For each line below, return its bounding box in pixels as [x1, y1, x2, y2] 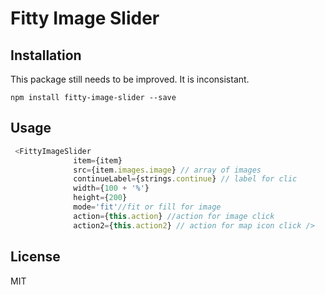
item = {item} [73, 155, 123, 166]
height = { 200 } [73, 193, 128, 203]
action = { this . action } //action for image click [73, 211, 275, 221]
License [10, 248, 61, 266]
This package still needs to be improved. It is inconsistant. [10, 73, 250, 85]
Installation [10, 47, 82, 64]
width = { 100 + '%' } [73, 183, 150, 194]
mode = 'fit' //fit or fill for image [73, 202, 222, 212]
